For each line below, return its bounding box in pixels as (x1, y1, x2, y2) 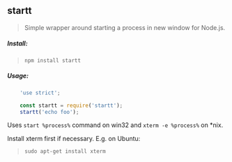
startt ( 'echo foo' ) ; (20, 108, 79, 115)
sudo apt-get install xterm (24, 148, 106, 155)
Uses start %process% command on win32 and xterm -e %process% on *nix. (7, 121, 224, 129)
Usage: (7, 72, 29, 80)
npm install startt (24, 57, 82, 64)
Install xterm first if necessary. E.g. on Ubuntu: (7, 135, 141, 143)
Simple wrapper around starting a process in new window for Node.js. (24, 23, 226, 31)
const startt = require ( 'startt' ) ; (20, 102, 123, 109)
